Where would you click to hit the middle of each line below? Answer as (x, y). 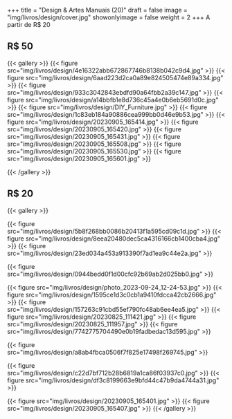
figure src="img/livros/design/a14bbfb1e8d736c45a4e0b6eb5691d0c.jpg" (113, 100)
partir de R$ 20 (29, 25)
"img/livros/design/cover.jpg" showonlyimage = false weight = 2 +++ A (109, 17)
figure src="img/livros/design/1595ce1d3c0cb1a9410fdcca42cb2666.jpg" (112, 295)
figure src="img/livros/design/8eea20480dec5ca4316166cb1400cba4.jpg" (114, 239)
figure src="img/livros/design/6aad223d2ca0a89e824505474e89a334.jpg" (115, 77)
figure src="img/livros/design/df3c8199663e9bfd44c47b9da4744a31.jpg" (113, 380)
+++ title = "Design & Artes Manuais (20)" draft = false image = (98, 10)
